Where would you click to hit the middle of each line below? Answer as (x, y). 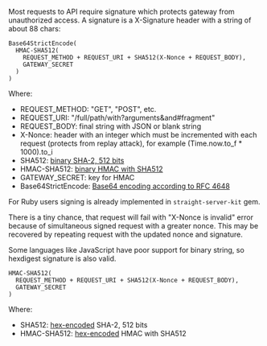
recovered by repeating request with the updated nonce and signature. (125, 234)
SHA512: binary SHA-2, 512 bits (72, 161)
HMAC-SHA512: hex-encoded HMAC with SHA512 (103, 334)
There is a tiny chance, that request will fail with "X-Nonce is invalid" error (131, 217)
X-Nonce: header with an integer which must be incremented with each (138, 135)
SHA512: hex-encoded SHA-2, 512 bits (84, 325)
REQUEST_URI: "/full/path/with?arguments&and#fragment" (117, 117)
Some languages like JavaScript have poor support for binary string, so (127, 250)
